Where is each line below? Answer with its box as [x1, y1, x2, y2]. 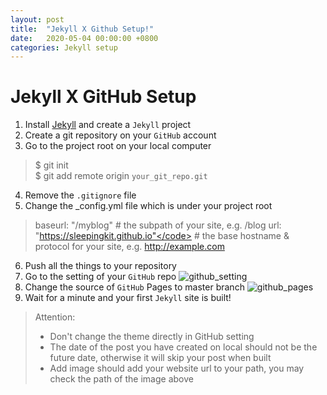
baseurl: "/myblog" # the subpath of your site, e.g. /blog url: [34, 219, 282, 231]
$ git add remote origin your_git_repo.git [34, 170, 208, 182]
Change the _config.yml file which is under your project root [24, 200, 273, 212]
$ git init [34, 159, 69, 171]
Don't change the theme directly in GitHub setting [49, 331, 255, 343]
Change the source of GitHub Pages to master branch [24, 281, 245, 293]
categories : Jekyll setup [10, 42, 118, 53]
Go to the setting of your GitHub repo [24, 271, 177, 283]
